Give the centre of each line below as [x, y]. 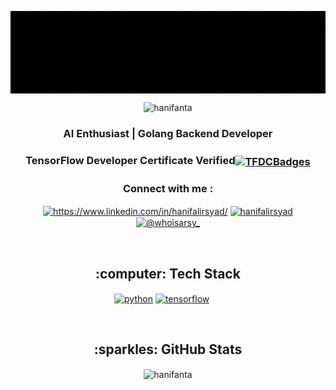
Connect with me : [168, 188]
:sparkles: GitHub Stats [168, 349]
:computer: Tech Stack [168, 273]
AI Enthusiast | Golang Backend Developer [168, 134]
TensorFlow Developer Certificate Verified [130, 161]
